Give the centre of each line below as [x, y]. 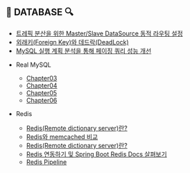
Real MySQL [34, 65]
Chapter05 [42, 92]
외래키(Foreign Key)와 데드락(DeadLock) [72, 42]
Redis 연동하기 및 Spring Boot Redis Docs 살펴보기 [96, 154]
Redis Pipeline [46, 162]
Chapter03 [42, 78]
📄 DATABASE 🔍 [40, 12]
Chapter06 [42, 100]
